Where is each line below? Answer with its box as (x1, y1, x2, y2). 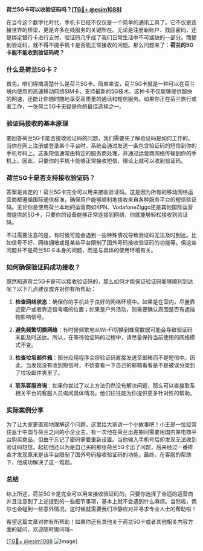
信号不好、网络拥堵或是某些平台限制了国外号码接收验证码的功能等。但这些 (11, 238, 197, 246)
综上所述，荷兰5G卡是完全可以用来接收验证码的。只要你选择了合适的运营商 (6, 490, 193, 497)
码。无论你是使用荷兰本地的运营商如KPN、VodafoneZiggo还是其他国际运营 (6, 203, 193, 211)
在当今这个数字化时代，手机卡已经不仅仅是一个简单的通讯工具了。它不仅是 (6, 19, 192, 26)
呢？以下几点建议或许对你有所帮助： (6, 285, 97, 293)
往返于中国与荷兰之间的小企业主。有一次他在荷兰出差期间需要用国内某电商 (6, 428, 192, 436)
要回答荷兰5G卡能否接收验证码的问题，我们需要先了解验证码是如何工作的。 (6, 134, 193, 141)
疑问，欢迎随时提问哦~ (16, 525, 74, 533)
